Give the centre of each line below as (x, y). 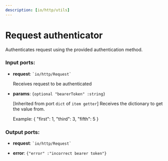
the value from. (29, 109)
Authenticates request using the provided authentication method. (74, 50)
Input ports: (20, 63)
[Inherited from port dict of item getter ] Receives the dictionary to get (88, 103)
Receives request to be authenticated (52, 84)
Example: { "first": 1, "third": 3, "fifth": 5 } (56, 119)
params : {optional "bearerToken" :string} (59, 94)
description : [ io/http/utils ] (38, 10)
